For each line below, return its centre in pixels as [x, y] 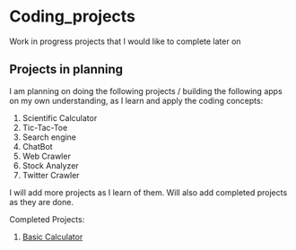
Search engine [49, 137]
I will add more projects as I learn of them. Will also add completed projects [148, 192]
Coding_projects [73, 17]
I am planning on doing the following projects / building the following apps [146, 91]
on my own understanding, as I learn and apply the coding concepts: [136, 100]
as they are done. [42, 202]
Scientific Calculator [60, 117]
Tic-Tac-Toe [45, 127]
